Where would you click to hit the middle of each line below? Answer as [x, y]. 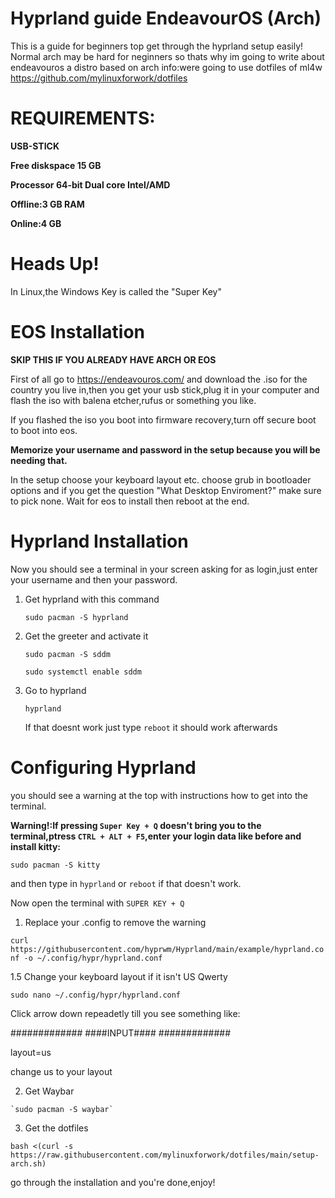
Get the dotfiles [56, 1128]
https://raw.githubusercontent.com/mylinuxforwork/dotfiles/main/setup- [165, 1155]
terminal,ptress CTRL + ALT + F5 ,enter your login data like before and [156, 836]
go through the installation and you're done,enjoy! [113, 1182]
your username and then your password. [94, 579]
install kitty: [36, 846]
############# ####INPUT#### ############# [121, 1033]
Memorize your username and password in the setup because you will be [165, 449]
